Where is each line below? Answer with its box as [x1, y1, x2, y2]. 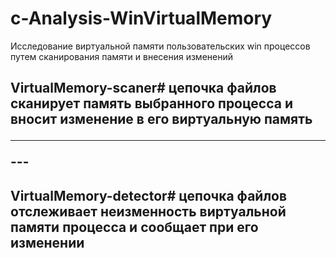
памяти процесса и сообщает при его [10, 218, 259, 236]
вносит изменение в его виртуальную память [10, 111, 313, 128]
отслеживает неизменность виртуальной [10, 203, 287, 220]
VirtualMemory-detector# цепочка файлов [10, 187, 288, 204]
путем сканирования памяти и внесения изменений [10, 50, 233, 62]
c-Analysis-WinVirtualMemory [10, 7, 273, 30]
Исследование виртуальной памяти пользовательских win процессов [10, 40, 311, 52]
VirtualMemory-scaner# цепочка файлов [10, 80, 277, 97]
